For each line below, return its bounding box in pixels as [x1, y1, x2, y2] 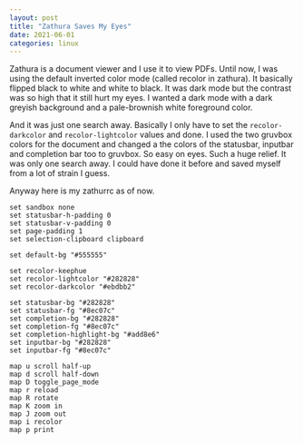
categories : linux [9, 38, 79, 48]
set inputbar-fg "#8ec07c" [9, 346, 112, 355]
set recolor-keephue [9, 267, 88, 276]
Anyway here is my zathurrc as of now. [9, 185, 155, 196]
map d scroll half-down [9, 369, 100, 379]
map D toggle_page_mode [9, 378, 100, 387]
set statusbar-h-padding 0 [9, 211, 112, 221]
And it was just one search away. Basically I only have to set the [9, 120, 248, 131]
